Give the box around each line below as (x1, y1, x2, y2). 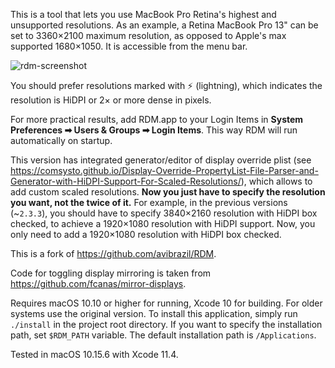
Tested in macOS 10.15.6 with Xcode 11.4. (10, 349, 179, 360)
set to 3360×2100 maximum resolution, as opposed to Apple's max (10, 30, 287, 41)
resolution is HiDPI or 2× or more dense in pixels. (10, 94, 212, 106)
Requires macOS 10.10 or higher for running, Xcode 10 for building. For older (10, 297, 323, 309)
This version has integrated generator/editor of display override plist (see (10, 154, 312, 166)
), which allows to (240, 175, 313, 187)
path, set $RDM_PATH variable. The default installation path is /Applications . (10, 329, 317, 341)
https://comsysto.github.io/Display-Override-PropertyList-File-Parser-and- (10, 165, 319, 176)
